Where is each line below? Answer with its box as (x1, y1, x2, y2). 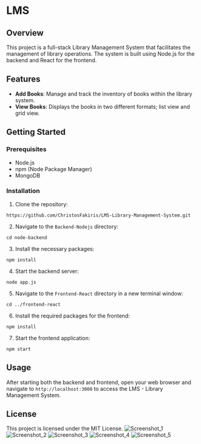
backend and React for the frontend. (6, 57, 97, 64)
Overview (6, 28, 44, 38)
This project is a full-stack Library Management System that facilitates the (6, 44, 191, 51)
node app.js (6, 279, 36, 285)
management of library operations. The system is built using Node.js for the (6, 50, 195, 57)
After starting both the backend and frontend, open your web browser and (6, 379, 192, 386)
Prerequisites (6, 145, 47, 154)
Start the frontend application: (15, 334, 90, 342)
